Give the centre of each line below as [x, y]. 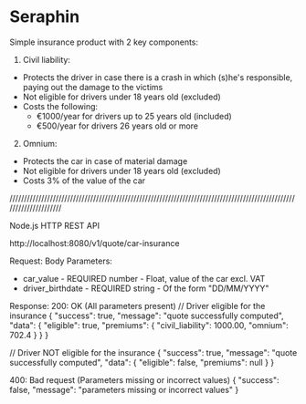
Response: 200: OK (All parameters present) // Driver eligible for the [137, 306]
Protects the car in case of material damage [105, 161]
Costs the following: [60, 106]
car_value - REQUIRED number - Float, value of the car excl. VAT [144, 278]
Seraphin [45, 17]
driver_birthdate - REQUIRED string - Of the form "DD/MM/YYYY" [146, 288]
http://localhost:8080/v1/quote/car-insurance [95, 243]
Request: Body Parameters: [61, 261]
